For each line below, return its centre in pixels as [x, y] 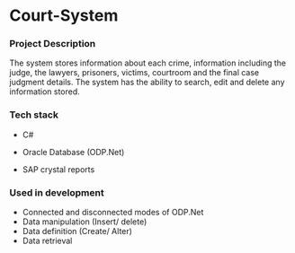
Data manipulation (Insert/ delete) [85, 222]
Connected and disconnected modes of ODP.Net [113, 213]
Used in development [57, 192]
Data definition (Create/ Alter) [77, 231]
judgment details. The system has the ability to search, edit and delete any [147, 83]
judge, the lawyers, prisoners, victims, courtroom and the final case [134, 73]
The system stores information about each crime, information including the [147, 63]
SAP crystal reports [58, 169]
